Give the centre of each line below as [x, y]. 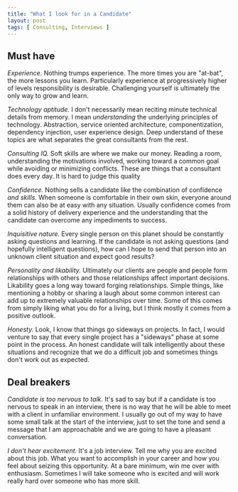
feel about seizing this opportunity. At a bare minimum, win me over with [113, 466]
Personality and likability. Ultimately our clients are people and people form [118, 270]
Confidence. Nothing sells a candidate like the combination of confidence [115, 190]
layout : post [27, 21]
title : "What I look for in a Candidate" [70, 14]
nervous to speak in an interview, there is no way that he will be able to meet [119, 407]
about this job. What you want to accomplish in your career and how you [113, 458]
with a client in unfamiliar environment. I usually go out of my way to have [115, 414]
